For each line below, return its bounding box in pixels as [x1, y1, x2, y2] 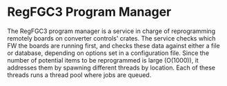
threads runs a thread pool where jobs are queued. [7, 70, 152, 79]
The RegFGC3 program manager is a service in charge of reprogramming [7, 27, 216, 35]
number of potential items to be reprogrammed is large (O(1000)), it [7, 56, 199, 64]
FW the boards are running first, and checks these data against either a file [7, 41, 220, 50]
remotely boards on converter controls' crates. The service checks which [7, 34, 216, 42]
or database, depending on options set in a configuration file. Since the [7, 49, 209, 57]
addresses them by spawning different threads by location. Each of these [7, 63, 216, 72]
